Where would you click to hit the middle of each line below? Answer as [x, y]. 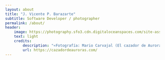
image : [21, 32]
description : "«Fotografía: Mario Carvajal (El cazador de [84, 45]
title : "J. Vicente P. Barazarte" [41, 14]
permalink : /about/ [25, 23]
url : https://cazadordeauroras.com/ [60, 50]
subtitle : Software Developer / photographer [52, 18]
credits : [23, 41]
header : [13, 28]
